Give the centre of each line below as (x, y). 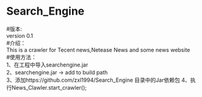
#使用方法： (21, 57)
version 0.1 (20, 35)
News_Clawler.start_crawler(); (49, 87)
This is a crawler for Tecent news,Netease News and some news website (98, 49)
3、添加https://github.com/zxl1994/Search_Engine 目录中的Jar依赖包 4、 (98, 80)
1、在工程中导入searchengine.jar (47, 65)
